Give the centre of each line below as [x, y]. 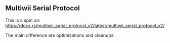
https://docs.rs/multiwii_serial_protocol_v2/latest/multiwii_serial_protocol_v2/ [85, 25]
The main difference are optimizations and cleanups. [60, 35]
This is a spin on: [23, 20]
